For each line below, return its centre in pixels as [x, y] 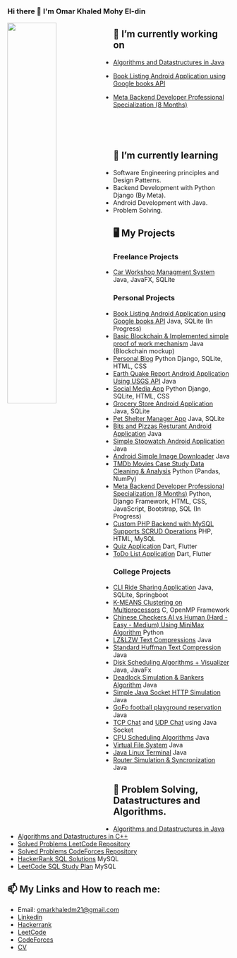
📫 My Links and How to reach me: [84, 889]
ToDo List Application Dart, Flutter [162, 553]
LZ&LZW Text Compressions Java [162, 639]
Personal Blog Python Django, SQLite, [168, 358]
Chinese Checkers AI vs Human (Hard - [170, 617]
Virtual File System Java [148, 745]
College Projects [142, 572]
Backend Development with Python [164, 187]
